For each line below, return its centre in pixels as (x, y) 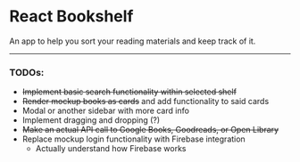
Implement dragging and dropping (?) (91, 120)
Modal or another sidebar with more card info (106, 111)
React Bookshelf (71, 16)
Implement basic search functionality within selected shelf (129, 92)
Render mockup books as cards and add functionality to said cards (146, 101)
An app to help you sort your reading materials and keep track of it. (133, 41)
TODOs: (27, 72)
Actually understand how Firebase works (111, 149)
